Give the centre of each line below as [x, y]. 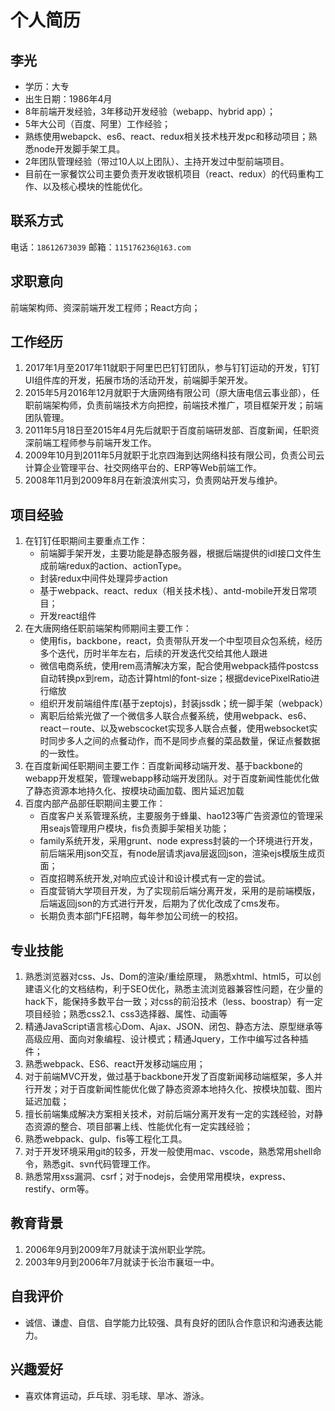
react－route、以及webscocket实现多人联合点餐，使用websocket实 [178, 728]
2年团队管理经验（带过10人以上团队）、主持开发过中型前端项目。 [157, 161]
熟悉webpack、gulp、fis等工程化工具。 [106, 1139]
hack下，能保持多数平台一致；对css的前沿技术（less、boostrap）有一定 [173, 1002]
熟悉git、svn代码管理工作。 [99, 1164]
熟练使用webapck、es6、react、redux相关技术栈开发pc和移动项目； [166, 136]
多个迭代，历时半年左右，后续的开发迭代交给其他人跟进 [153, 653]
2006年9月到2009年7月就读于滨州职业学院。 [118, 1249]
